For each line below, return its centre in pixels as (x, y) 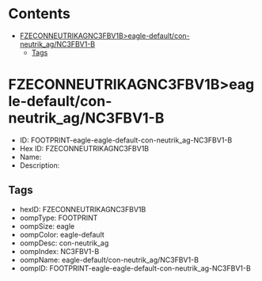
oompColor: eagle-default (62, 234)
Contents (40, 14)
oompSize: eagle (47, 226)
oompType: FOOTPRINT (59, 218)
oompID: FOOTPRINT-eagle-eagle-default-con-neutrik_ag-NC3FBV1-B (135, 268)
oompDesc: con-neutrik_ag (64, 243)
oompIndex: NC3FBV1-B (59, 251)
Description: (40, 165)
